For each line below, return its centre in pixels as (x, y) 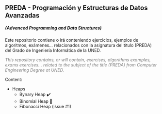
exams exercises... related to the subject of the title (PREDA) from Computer (81, 65)
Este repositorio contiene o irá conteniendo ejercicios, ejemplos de (72, 40)
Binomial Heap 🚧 (36, 101)
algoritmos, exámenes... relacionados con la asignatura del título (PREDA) (78, 45)
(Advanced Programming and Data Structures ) (53, 28)
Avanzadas (22, 16)
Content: (14, 80)
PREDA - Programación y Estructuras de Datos (76, 8)
